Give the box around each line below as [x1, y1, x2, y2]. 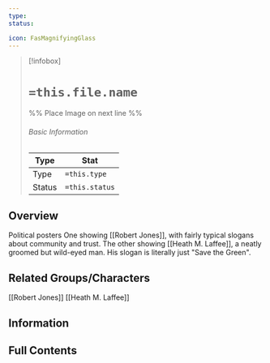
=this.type [64, 169, 107, 178]
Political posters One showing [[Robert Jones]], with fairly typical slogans [8, 230, 254, 240]
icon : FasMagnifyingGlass [8, 34, 96, 42]
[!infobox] [28, 56, 62, 66]
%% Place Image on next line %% [28, 109, 143, 118]
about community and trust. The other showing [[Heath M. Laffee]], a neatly [8, 239, 262, 249]
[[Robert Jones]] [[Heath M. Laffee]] [8, 293, 130, 302]
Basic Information [28, 126, 88, 136]
